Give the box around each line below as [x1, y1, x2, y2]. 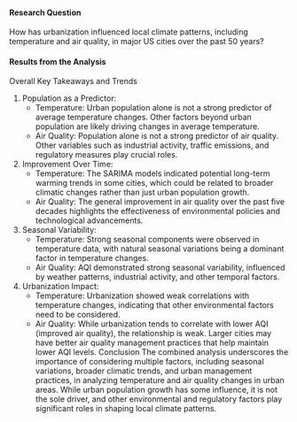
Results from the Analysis [9, 56, 106, 66]
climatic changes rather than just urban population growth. [35, 187, 250, 198]
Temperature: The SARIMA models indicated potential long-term [35, 168, 270, 179]
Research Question [9, 7, 82, 18]
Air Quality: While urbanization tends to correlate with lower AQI [35, 318, 269, 329]
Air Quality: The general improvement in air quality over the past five [35, 196, 285, 207]
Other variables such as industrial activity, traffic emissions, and [35, 140, 270, 150]
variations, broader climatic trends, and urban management [35, 365, 253, 376]
